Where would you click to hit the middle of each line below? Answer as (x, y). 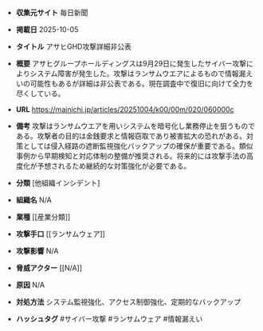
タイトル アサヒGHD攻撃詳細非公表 (73, 46)
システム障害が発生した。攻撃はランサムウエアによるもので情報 (134, 74)
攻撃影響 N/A (37, 251)
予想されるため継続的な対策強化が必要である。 (114, 166)
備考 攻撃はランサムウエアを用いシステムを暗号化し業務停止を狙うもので (135, 126)
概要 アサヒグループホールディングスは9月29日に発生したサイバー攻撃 (131, 64)
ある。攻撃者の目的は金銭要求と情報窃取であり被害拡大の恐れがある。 (131, 136)
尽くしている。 (40, 94)
